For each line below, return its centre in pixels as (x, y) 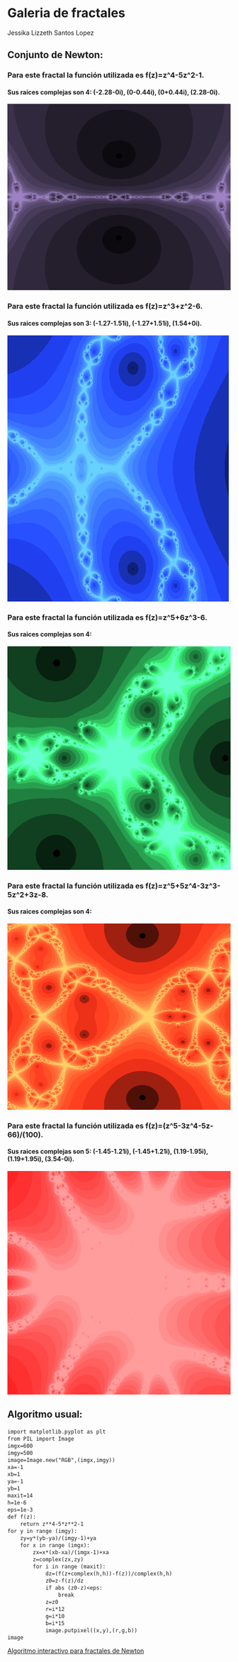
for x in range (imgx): (55, 1545)
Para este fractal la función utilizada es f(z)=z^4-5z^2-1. (106, 75)
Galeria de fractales (66, 13)
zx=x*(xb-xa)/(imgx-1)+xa (71, 1552)
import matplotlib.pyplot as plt (57, 1431)
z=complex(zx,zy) (58, 1559)
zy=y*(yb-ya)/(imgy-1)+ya (58, 1538)
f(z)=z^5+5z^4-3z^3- (183, 886)
